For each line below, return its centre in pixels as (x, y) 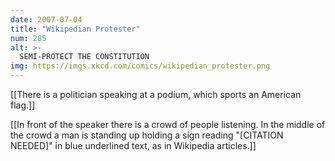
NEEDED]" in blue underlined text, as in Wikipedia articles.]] (133, 145)
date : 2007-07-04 (46, 19)
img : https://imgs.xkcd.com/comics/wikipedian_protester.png (140, 66)
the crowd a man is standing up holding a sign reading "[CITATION (147, 135)
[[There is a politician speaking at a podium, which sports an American (156, 94)
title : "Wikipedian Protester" (75, 29)
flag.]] (23, 105)
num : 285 (28, 38)
